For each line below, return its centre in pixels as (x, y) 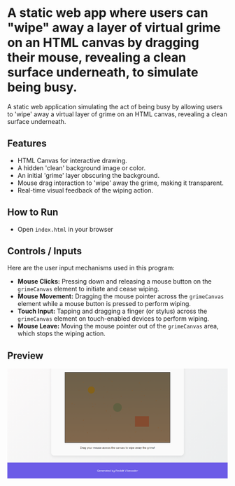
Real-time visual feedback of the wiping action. (85, 190)
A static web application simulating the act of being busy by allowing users (115, 106)
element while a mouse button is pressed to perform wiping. (104, 304)
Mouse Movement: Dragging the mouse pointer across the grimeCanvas (121, 296)
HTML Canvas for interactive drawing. (72, 160)
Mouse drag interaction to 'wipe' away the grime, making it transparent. (120, 183)
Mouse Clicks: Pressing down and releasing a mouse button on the (114, 282)
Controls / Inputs (45, 251)
